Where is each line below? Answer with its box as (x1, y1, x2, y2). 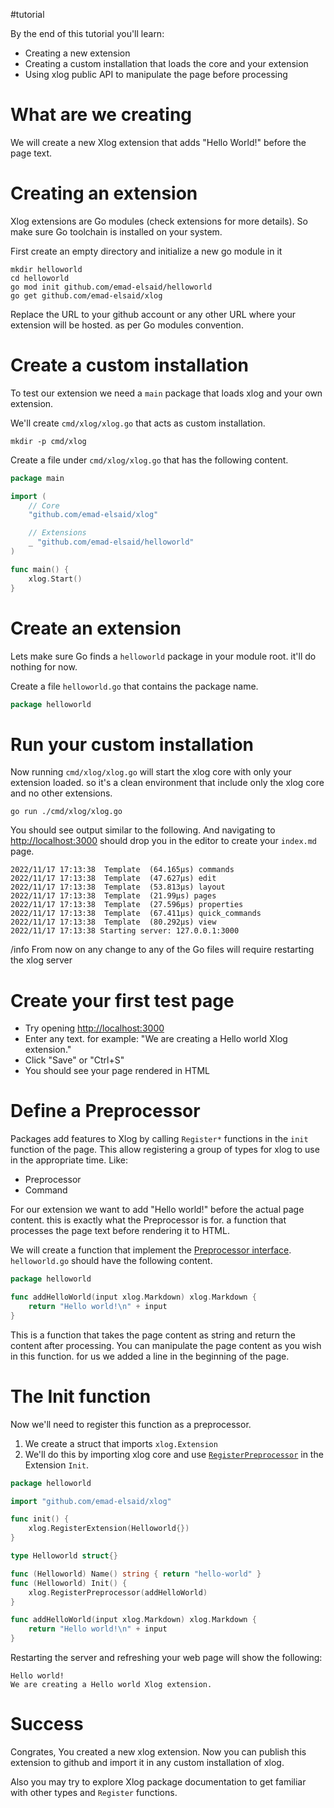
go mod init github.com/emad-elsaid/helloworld (10, 282, 213, 292)
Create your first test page (10, 989, 235, 1012)
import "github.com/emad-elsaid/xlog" (10, 1496, 172, 1506)
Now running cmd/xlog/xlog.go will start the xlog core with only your (10, 766, 292, 778)
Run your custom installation (10, 733, 255, 756)
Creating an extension (10, 182, 198, 205)
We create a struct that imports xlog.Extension (24, 1437, 218, 1449)
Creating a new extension (24, 47, 131, 59)
